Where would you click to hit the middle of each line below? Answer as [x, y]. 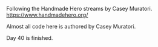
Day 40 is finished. [30, 38]
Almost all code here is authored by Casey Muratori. [71, 26]
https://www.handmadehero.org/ [47, 15]
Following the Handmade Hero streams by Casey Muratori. [79, 9]
